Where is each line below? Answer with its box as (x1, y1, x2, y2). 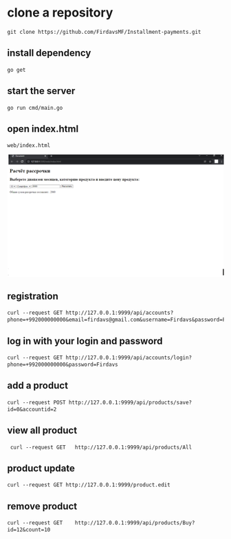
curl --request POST (7, 399, 67, 406)
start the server (7, 85, 76, 97)
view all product (7, 424, 78, 436)
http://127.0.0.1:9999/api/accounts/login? (65, 354, 192, 361)
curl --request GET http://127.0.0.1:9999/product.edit (7, 482, 170, 489)
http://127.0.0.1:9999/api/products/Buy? (74, 520, 195, 527)
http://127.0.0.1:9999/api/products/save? (68, 399, 192, 406)
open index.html (7, 123, 79, 135)
